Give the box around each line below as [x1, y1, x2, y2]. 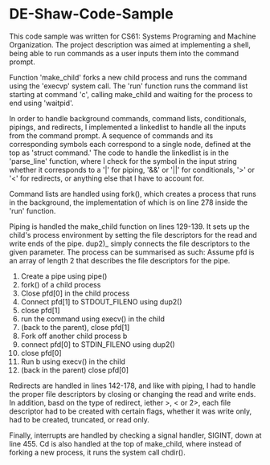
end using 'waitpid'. [9, 98, 74, 108]
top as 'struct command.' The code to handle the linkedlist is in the [9, 148, 230, 157]
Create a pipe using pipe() [20, 271, 108, 281]
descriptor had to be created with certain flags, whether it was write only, [9, 406, 252, 416]
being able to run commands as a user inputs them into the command [9, 48, 239, 58]
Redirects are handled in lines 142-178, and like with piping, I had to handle [9, 381, 256, 390]
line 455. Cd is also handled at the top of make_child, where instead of [9, 438, 242, 448]
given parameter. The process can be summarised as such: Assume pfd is [9, 247, 255, 257]
